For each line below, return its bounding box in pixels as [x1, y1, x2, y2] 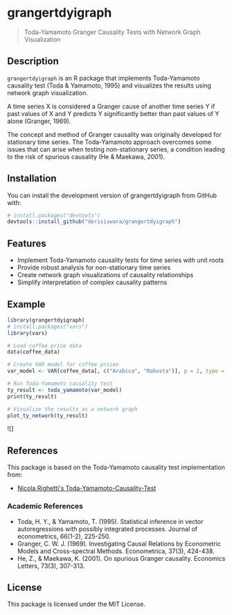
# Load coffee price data [7, 342, 82, 349]
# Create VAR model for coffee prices [7, 361, 119, 368]
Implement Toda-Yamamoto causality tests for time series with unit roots [17, 256, 224, 265]
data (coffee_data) [7, 349, 60, 356]
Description [7, 56, 59, 67]
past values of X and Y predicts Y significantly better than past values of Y [7, 109, 220, 117]
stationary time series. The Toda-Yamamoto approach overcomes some [7, 138, 212, 146]
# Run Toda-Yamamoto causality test [7, 380, 113, 387]
